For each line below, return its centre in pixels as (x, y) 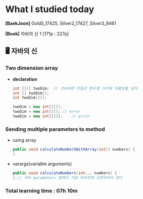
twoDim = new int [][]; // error (46, 112)
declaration (25, 79)
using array (24, 140)
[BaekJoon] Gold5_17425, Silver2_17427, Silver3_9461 (61, 23)
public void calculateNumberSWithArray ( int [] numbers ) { (74, 150)
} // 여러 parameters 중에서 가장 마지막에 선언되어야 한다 (67, 178)
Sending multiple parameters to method (55, 129)
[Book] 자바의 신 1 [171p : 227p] (37, 33)
